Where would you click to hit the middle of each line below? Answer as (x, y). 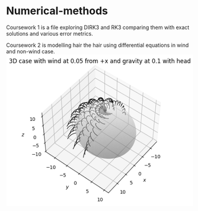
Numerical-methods (57, 11)
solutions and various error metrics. (50, 33)
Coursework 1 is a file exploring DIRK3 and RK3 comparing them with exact (98, 27)
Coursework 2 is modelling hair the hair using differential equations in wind (98, 45)
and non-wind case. (31, 51)
